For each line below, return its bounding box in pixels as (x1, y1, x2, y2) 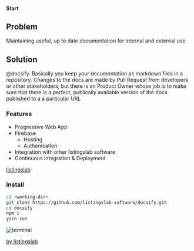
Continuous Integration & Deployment (14, 154, 106, 161)
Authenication (23, 142, 58, 149)
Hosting (23, 136, 43, 143)
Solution (6, 54, 38, 64)
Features (6, 110, 32, 118)
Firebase (14, 130, 36, 137)
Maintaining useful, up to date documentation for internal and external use (6, 37, 186, 44)
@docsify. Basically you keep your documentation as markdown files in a (6, 70, 183, 77)
